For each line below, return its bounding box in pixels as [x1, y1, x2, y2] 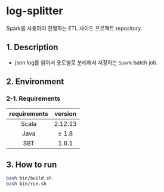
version [54, 110, 76, 118]
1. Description [6, 42, 58, 52]
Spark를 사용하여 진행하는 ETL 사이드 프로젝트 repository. [6, 24, 143, 32]
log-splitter [6, 4, 64, 18]
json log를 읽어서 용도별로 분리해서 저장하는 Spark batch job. [14, 58, 158, 66]
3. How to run [6, 159, 57, 169]
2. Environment [6, 76, 64, 87]
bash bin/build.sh [6, 175, 52, 181]
